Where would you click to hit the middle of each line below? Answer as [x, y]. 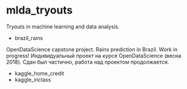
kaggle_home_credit [39, 73]
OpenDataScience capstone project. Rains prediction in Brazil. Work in [92, 49]
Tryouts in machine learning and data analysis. [63, 27]
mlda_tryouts [39, 10]
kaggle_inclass [33, 80]
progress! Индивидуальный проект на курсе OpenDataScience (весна [94, 55]
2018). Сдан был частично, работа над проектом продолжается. [88, 62]
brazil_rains [29, 38]
